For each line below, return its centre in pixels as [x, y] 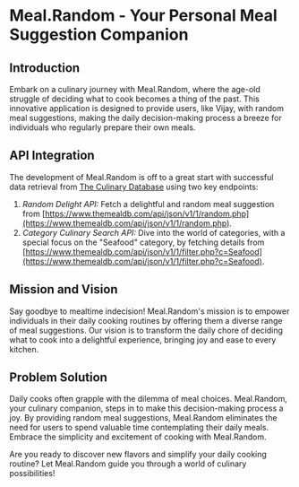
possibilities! [32, 474]
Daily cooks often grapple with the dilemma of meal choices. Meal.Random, [149, 399]
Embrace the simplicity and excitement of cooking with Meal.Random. [138, 437]
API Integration [52, 156]
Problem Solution [58, 378]
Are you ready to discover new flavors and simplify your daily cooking [138, 455]
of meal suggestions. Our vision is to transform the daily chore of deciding [146, 330]
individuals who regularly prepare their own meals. [103, 127]
